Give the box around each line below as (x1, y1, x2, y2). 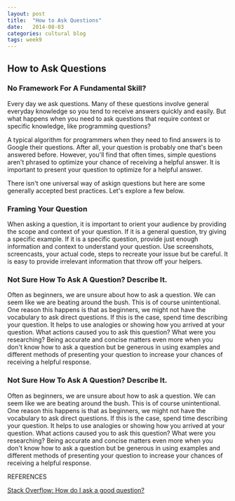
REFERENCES (7, 472, 47, 481)
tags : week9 (7, 37, 42, 44)
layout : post (7, 10, 46, 18)
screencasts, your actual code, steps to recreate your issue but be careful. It (7, 250, 228, 259)
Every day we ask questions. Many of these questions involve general (7, 99, 209, 108)
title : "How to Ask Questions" (7, 17, 102, 24)
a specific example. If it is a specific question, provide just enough (7, 235, 199, 243)
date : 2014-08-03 (7, 23, 65, 30)
